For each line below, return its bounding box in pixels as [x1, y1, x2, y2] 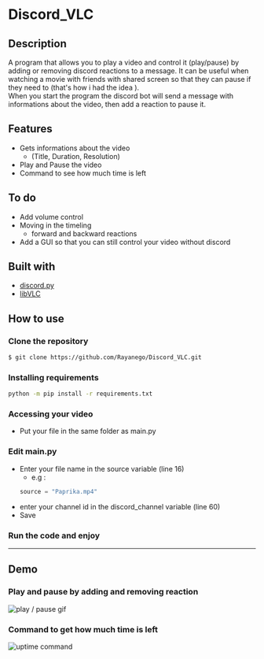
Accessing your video [8, 409, 93, 420]
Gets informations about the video [19, 143, 130, 153]
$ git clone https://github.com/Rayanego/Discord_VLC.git [8, 354, 202, 361]
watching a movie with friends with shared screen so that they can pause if [8, 75, 251, 83]
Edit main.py [8, 446, 57, 457]
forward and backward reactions [31, 228, 137, 238]
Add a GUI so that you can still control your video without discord [19, 237, 231, 246]
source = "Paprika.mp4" [19, 487, 98, 495]
